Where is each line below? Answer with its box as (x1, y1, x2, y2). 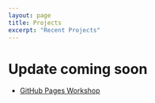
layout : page (8, 11, 51, 20)
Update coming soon (8, 60, 148, 78)
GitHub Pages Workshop (19, 86, 100, 95)
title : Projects (8, 19, 62, 27)
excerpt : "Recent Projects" (8, 26, 101, 34)
